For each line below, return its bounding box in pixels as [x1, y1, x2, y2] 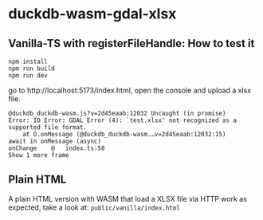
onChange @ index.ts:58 [8, 144, 105, 152]
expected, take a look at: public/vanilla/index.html [8, 202, 181, 212]
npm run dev [8, 72, 48, 80]
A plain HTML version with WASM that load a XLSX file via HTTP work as [8, 194, 247, 203]
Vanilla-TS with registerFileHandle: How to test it [8, 37, 255, 50]
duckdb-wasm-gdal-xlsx [8, 5, 177, 23]
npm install [8, 57, 48, 65]
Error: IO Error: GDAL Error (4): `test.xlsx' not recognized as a [8, 116, 237, 124]
